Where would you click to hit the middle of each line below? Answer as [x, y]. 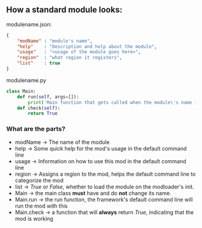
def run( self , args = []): [48, 97]
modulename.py [26, 80]
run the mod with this [41, 206]
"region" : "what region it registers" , [69, 58]
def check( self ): [39, 108]
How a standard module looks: [64, 10]
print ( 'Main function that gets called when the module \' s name [110, 102]
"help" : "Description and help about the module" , [87, 46]
